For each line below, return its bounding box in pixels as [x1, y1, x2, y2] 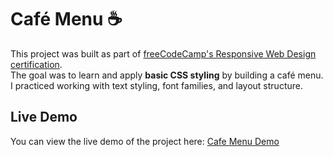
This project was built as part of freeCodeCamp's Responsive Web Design [10, 47, 317, 60]
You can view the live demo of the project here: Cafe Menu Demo [10, 135, 280, 147]
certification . [10, 58, 63, 70]
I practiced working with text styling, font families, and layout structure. [10, 79, 303, 91]
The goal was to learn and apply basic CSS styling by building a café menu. [10, 69, 324, 81]
